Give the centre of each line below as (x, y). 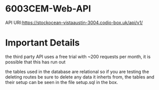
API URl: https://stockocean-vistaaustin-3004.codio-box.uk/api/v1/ (74, 22)
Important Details (42, 43)
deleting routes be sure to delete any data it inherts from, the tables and (80, 77)
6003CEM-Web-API (48, 9)
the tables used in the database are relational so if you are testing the (77, 71)
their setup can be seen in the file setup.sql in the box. (62, 82)
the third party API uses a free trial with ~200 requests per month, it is (78, 56)
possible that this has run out (35, 62)
